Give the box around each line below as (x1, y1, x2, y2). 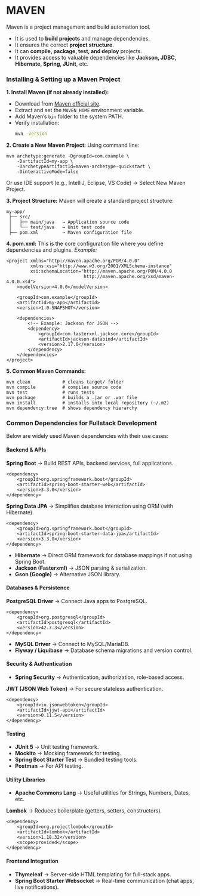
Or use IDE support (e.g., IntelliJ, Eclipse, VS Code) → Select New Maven (6, 180, 186, 187)
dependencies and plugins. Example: (6, 246, 97, 254)
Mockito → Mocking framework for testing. (14, 750, 121, 757)
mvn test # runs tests (6, 390, 95, 396)
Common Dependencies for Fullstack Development (6, 419, 157, 427)
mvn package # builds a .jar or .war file (6, 395, 137, 401)
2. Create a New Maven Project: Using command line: (6, 141, 140, 149)
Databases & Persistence (6, 584, 70, 591)
